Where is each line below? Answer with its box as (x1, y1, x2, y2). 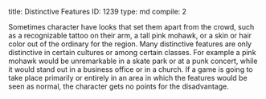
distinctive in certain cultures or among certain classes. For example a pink (8, 48, 256, 57)
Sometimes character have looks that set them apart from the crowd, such (8, 22, 255, 31)
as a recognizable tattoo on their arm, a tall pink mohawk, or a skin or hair (8, 31, 252, 40)
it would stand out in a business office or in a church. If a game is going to (8, 65, 253, 74)
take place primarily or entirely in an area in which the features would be (8, 73, 248, 82)
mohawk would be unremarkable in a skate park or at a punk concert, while (8, 56, 258, 65)
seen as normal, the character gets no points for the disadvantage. (8, 81, 229, 91)
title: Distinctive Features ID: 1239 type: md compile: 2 (8, 7, 187, 16)
